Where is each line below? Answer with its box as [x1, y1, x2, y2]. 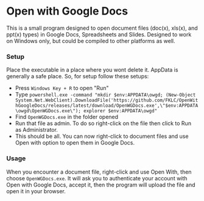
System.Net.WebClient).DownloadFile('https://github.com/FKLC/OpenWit [15, 97, 199, 104]
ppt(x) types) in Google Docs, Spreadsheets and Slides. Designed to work [6, 30, 192, 38]
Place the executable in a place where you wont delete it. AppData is [6, 66, 178, 73]
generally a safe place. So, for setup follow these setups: [6, 73, 149, 80]
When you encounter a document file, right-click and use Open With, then [6, 168, 192, 175]
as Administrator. [15, 126, 58, 134]
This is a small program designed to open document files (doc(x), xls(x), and [6, 24, 198, 32]
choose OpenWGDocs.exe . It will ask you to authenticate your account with [6, 174, 188, 182]
